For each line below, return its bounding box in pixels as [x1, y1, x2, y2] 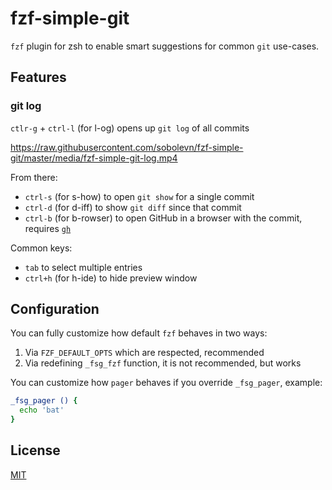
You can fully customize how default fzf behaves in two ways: [10, 327, 268, 339]
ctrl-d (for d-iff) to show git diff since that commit [24, 201, 242, 213]
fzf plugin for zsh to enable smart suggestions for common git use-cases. [10, 40, 320, 52]
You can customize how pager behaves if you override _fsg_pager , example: [10, 377, 323, 389]
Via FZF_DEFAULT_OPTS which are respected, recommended [24, 347, 265, 359]
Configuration [10, 301, 100, 318]
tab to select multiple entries [24, 261, 143, 273]
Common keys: [10, 242, 73, 254]
